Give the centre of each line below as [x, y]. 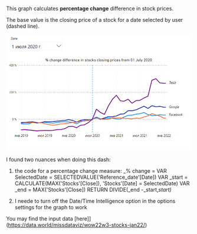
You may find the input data [40, 218]
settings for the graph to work [51, 207]
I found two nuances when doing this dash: [58, 159]
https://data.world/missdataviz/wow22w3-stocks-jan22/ [77, 225]
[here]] [83, 218]
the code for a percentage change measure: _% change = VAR [91, 171]
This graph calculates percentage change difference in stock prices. [90, 9]
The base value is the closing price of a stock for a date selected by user [95, 20]
